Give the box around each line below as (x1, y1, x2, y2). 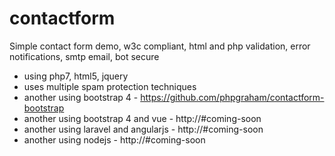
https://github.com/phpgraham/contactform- (140, 91, 325, 103)
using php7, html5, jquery (23, 70, 129, 82)
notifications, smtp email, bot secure (9, 50, 160, 62)
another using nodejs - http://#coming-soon (23, 133, 206, 146)
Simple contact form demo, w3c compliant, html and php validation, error (9, 40, 311, 52)
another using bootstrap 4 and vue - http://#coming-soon (23, 112, 262, 124)
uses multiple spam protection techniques (23, 80, 197, 92)
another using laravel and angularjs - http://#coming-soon (23, 123, 264, 135)
